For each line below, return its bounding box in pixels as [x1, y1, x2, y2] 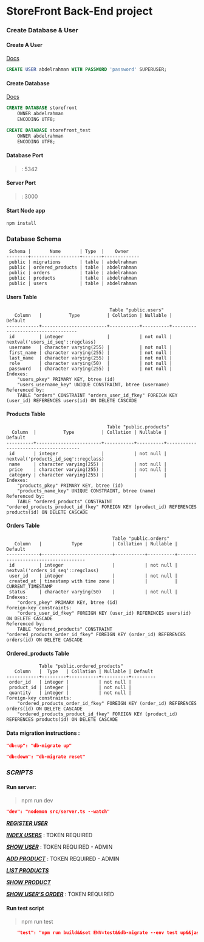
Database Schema [6, 235, 62, 243]
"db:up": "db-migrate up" [6, 743, 72, 749]
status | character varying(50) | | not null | [8, 589, 178, 595]
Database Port [6, 152, 44, 159]
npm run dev [21, 797, 53, 804]
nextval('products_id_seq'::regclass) [6, 456, 104, 462]
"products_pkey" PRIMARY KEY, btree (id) [17, 483, 123, 489]
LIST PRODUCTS [6, 867, 49, 874]
